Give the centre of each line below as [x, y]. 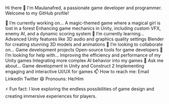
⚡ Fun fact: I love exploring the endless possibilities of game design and [80, 89]
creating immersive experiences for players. [51, 96]
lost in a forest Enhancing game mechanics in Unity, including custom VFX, [83, 28]
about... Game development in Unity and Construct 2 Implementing [75, 66]
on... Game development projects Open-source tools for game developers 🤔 [84, 50]
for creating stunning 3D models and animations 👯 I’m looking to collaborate [84, 44]
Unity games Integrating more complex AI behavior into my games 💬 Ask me [84, 60]
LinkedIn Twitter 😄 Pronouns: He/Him [45, 79]
